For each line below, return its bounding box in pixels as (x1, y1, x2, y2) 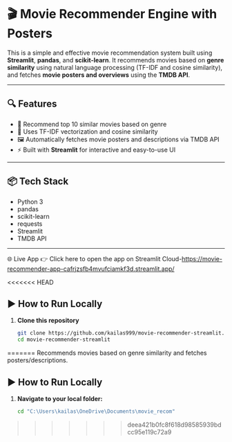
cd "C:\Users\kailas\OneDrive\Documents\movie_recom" (17, 407, 175, 415)
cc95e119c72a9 (127, 427, 172, 436)
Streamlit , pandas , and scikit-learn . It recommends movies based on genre (7, 55, 224, 64)
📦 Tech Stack (7, 175, 69, 188)
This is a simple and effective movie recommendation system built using (7, 48, 213, 57)
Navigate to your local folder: (17, 394, 103, 403)
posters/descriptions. (7, 356, 68, 364)
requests (17, 220, 43, 228)
